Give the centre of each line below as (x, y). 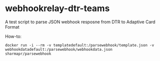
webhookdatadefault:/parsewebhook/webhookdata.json (59, 49)
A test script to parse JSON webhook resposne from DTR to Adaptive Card (80, 22)
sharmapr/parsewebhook (28, 54)
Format (12, 27)
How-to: (13, 36)
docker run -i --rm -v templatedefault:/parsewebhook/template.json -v (80, 45)
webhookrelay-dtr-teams (57, 8)
